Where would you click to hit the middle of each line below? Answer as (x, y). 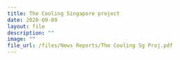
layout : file (26, 26)
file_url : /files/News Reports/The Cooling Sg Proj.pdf (90, 46)
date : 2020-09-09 (32, 20)
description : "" (31, 33)
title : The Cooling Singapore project (63, 13)
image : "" (22, 39)
